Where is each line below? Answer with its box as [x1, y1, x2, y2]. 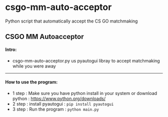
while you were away [12, 63, 56, 69]
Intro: [5, 46, 17, 52]
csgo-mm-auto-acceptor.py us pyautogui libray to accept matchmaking [12, 57, 160, 63]
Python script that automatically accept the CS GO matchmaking [5, 18, 138, 24]
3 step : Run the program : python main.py [12, 106, 99, 112]
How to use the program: [5, 79, 58, 85]
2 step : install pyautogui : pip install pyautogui [12, 100, 114, 106]
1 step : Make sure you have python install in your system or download [12, 90, 157, 96]
